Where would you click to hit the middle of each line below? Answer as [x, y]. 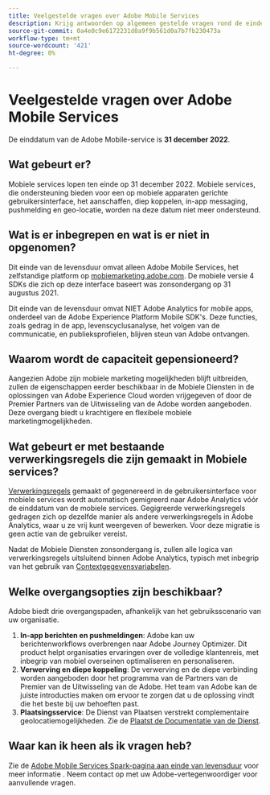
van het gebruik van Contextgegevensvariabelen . [90, 566]
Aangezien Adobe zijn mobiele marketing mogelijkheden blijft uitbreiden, [129, 378]
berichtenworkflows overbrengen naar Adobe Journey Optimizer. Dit [133, 644]
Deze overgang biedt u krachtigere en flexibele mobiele [100, 413]
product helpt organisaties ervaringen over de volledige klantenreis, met [139, 652]
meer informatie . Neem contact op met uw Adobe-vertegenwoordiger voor [133, 774]
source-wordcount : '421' [50, 46]
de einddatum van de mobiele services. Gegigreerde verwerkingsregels [127, 509]
